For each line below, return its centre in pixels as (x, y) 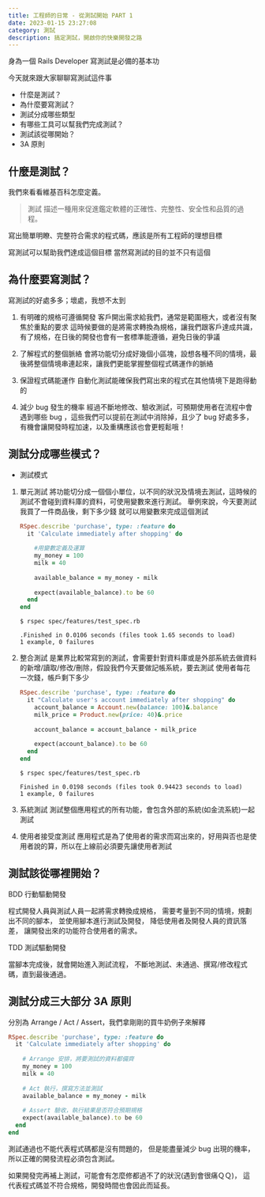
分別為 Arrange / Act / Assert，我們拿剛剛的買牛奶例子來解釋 (107, 1022)
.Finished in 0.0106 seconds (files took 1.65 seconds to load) (127, 635)
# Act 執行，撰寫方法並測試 (62, 1089)
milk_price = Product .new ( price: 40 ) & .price (108, 714)
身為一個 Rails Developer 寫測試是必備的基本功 (84, 61)
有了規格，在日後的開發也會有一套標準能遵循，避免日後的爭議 (120, 336)
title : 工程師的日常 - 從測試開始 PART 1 (71, 15)
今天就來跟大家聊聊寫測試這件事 (60, 78)
